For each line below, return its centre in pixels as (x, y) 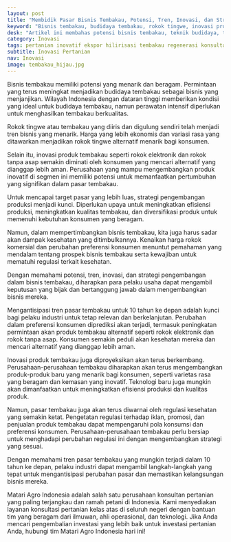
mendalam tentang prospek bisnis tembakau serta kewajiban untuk (102, 254)
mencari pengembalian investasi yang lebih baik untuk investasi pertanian (112, 523)
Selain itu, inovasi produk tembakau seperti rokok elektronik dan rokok (107, 155)
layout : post (26, 13)
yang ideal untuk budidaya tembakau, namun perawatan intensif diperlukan (114, 106)
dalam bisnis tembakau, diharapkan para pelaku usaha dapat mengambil (110, 282)
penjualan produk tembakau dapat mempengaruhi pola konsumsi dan (106, 424)
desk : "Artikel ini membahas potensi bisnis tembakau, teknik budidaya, (113, 33)
